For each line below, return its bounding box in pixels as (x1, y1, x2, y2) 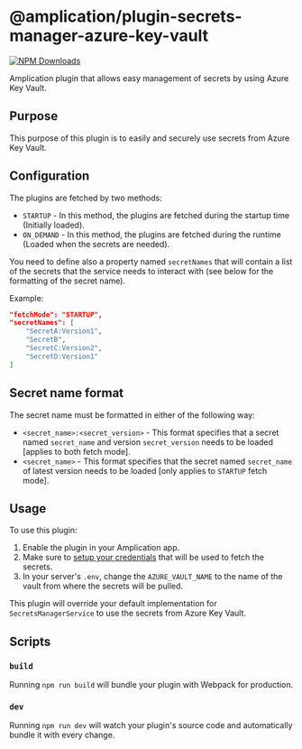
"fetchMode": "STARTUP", (9, 310, 103, 319)
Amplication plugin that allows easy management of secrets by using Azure (9, 72, 289, 83)
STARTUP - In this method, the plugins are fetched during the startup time (22, 209, 290, 220)
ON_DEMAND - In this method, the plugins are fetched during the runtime (22, 228, 282, 240)
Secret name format (9, 385, 124, 401)
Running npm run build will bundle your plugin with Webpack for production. (9, 680, 294, 689)
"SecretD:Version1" (25, 352, 99, 361)
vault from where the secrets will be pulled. (22, 580, 183, 592)
